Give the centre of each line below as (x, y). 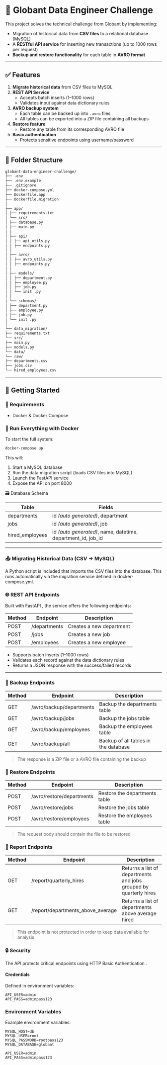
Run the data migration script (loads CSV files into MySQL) (72, 472)
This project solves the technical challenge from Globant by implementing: (81, 24)
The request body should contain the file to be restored (74, 834)
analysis (26, 937)
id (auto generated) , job (80, 524)
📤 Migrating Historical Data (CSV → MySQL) (60, 558)
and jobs (132, 881)
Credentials (17, 975)
